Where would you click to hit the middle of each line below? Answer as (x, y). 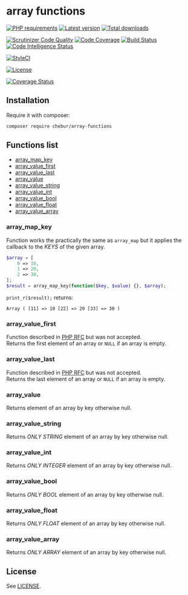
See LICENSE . (24, 586)
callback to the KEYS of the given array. (56, 246)
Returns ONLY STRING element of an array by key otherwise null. (87, 437)
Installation (28, 100)
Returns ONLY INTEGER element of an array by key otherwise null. (89, 466)
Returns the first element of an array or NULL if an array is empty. (86, 343)
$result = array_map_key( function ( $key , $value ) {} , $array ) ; (86, 286)
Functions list (32, 145)
